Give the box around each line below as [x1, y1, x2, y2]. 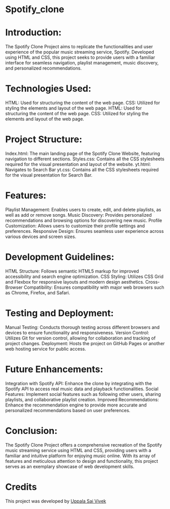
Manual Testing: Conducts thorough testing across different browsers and [5, 324, 160, 330]
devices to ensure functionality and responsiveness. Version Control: [5, 329, 150, 335]
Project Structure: [5, 133, 82, 145]
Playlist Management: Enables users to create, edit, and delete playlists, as [5, 207, 161, 213]
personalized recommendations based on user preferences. [5, 407, 130, 413]
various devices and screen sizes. [5, 233, 77, 240]
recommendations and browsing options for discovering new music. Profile [5, 217, 162, 223]
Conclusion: [5, 425, 58, 436]
